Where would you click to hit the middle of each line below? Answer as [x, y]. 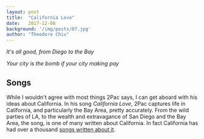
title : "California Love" [40, 18]
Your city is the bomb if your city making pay [63, 64]
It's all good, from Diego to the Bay [50, 52]
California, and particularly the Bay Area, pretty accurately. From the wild [98, 110]
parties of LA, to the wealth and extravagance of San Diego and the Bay [96, 117]
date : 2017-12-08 [31, 23]
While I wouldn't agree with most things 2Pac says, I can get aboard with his [102, 97]
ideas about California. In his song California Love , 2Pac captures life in [96, 103]
